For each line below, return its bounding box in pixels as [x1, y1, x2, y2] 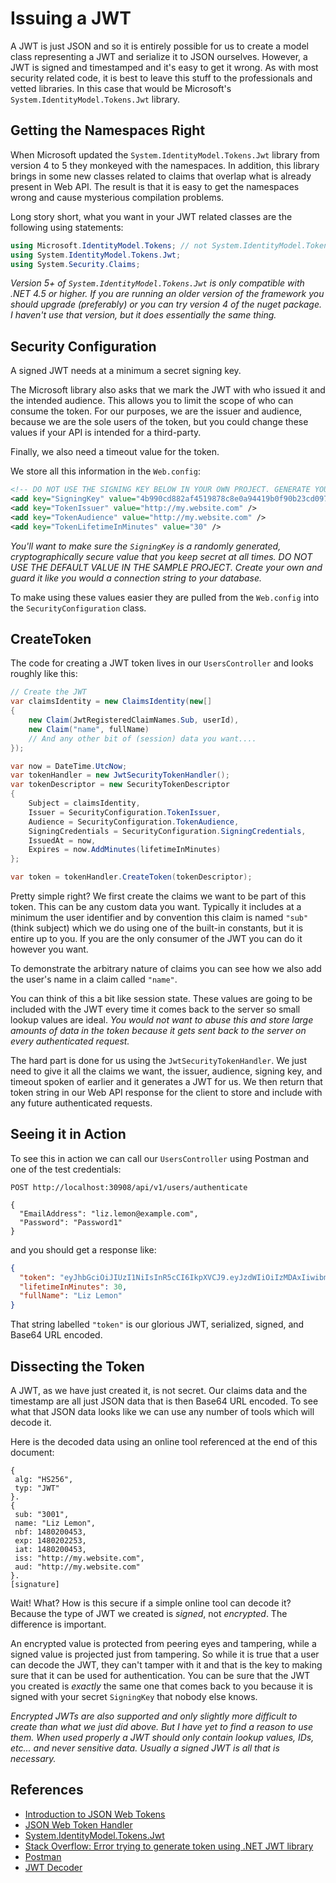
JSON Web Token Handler [24, 1818, 133, 1831]
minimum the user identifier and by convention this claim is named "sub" [10, 912, 309, 923]
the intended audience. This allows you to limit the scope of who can [10, 395, 294, 407]
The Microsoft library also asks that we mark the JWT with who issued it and [10, 384, 326, 396]
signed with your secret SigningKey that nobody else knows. [10, 1691, 258, 1702]
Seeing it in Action [10, 1126, 127, 1143]
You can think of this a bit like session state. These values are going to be [10, 993, 313, 1004]
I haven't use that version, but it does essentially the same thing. [10, 309, 277, 321]
